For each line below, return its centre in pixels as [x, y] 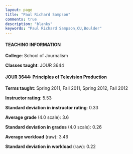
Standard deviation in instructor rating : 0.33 [52, 107]
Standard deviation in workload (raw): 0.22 [51, 146]
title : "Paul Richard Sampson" [38, 15]
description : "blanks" [29, 24]
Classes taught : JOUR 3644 [35, 65]
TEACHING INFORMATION [33, 44]
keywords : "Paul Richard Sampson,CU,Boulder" [53, 29]
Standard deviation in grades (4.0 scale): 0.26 [53, 127]
